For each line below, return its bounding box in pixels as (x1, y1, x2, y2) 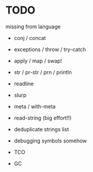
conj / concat (13, 34, 46, 41)
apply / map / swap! (13, 57, 62, 64)
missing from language (5, 23, 61, 30)
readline (13, 80, 34, 87)
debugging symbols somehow (13, 137, 87, 144)
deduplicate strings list (13, 125, 69, 133)
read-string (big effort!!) (13, 114, 72, 121)
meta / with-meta (13, 102, 56, 110)
